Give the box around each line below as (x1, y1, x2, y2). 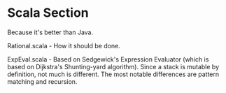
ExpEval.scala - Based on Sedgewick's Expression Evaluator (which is (7, 55, 209, 64)
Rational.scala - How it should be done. (7, 41, 120, 50)
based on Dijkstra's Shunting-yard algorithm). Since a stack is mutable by (7, 62, 220, 71)
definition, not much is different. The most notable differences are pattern (7, 70, 220, 78)
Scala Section (7, 5, 89, 21)
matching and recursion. (7, 77, 78, 85)
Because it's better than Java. (7, 28, 93, 36)
